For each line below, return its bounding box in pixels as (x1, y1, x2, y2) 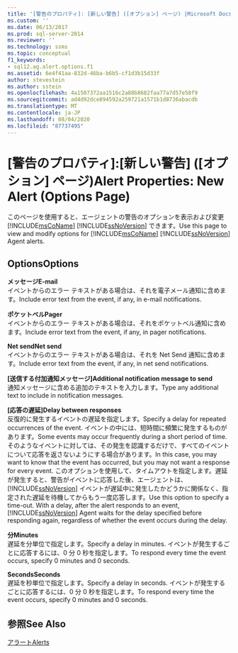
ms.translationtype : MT (7, 103, 78, 110)
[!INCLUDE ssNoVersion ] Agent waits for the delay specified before (7, 508, 202, 518)
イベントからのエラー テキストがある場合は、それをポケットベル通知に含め (7, 319, 227, 328)
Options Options (7, 257, 79, 269)
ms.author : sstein (7, 83, 62, 90)
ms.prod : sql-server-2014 (7, 30, 84, 38)
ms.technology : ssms (7, 43, 69, 50)
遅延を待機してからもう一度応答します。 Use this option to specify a (31, 493, 229, 502)
